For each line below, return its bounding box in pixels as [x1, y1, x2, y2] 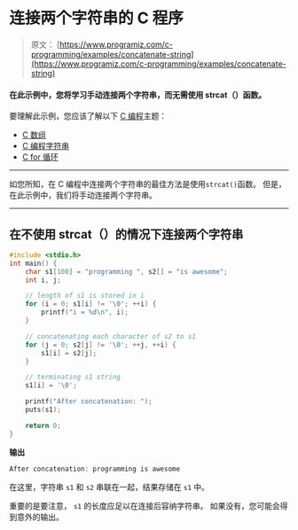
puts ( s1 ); [25, 405, 62, 415]
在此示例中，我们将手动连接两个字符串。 [9, 190, 157, 200]
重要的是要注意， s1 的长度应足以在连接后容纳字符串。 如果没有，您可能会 [9, 500, 281, 511]
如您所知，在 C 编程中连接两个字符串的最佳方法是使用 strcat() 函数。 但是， [9, 179, 286, 190]
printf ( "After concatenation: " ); [25, 397, 153, 406]
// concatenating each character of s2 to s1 [25, 331, 197, 341]
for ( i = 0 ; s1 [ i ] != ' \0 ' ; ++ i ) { [25, 300, 157, 308]
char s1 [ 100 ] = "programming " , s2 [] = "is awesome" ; [25, 267, 228, 276]
